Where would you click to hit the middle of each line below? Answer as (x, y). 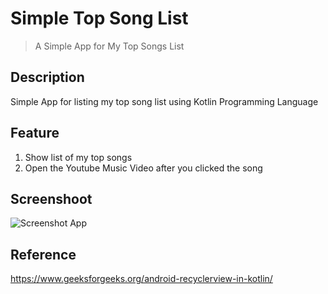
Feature (35, 133)
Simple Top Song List (99, 18)
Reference (43, 254)
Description (47, 77)
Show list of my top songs (78, 157)
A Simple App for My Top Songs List (109, 46)
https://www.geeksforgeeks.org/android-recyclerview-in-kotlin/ (141, 279)
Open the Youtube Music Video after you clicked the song (143, 168)
